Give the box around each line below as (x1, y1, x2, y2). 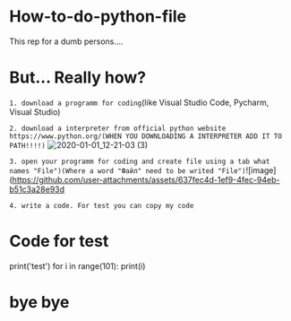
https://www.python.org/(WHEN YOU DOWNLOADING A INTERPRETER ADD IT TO (9, 132, 282, 141)
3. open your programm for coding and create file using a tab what (9, 157, 270, 166)
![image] (245, 164, 277, 176)
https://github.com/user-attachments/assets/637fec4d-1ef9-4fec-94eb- (12, 174, 280, 185)
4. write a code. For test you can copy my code (9, 201, 194, 210)
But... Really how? (9, 67, 146, 88)
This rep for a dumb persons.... (9, 36, 124, 47)
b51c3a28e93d (9, 184, 65, 195)
